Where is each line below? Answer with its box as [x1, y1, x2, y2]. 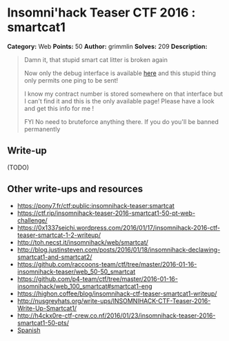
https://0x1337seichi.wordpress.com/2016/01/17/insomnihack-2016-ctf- [17, 223, 221, 231]
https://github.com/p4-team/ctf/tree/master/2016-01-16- [17, 274, 178, 283]
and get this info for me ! [23, 104, 94, 112]
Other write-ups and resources [7, 183, 143, 195]
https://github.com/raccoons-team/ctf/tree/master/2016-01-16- [17, 260, 197, 268]
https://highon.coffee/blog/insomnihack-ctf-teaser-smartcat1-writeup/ [17, 289, 217, 298]
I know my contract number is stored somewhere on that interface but [23, 90, 223, 98]
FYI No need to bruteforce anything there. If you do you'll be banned [23, 117, 219, 125]
